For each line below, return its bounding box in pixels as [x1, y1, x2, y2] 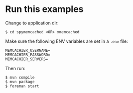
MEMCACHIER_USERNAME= [5, 48, 51, 53]
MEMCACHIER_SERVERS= [5, 56, 49, 62]
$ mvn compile [5, 75, 35, 80]
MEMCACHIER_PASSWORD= [5, 52, 51, 57]
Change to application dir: [5, 20, 59, 26]
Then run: [5, 65, 26, 71]
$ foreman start [5, 84, 39, 89]
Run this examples [5, 3, 84, 15]
